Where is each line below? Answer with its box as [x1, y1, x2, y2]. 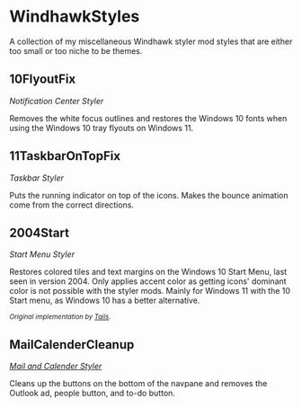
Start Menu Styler [9, 249, 75, 260]
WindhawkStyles [9, 6, 140, 27]
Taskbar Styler [9, 173, 65, 183]
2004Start [9, 225, 70, 240]
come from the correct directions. [9, 199, 135, 210]
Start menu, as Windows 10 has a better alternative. [9, 295, 200, 306]
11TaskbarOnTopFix [9, 148, 121, 164]
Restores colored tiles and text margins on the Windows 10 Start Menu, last [9, 267, 288, 278]
